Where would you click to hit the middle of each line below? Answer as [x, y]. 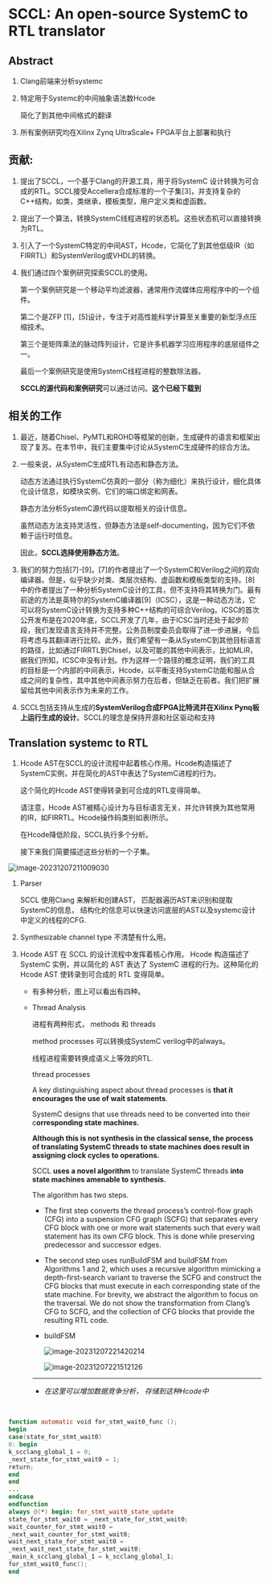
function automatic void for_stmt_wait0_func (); [93, 1422]
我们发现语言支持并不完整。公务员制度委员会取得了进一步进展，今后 [147, 630]
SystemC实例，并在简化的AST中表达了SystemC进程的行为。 [120, 774]
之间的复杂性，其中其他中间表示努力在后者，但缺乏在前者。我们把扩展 [143, 680]
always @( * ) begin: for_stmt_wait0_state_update [91, 1512]
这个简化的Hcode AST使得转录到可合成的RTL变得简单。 [112, 791]
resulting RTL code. [76, 1321]
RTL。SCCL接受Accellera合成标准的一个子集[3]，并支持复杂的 [137, 191]
